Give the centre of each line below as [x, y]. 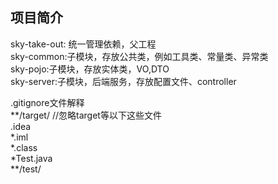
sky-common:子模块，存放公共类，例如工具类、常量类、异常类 [139, 56]
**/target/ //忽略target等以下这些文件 [86, 115]
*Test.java [31, 158]
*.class [24, 147]
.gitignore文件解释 [47, 102]
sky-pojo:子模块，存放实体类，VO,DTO [90, 69]
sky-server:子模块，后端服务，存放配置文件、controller [123, 81]
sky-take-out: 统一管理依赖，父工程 [83, 44]
